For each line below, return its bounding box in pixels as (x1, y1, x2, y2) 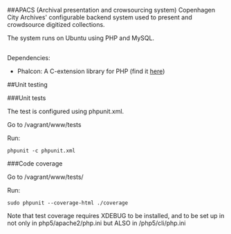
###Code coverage (7, 159, 63, 168)
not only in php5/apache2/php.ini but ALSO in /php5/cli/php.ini (7, 219, 186, 227)
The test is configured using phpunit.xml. (7, 107, 124, 116)
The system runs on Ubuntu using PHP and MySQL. (7, 34, 154, 42)
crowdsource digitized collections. (7, 21, 105, 28)
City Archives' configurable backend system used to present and (7, 13, 192, 21)
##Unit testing (7, 81, 48, 89)
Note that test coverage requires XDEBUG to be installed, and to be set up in (7, 212, 225, 220)
